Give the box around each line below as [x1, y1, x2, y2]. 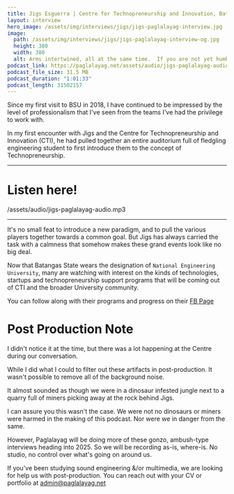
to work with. [7, 116, 45, 124]
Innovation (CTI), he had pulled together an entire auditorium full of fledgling [7, 137, 226, 145]
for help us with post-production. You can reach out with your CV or [7, 472, 202, 480]
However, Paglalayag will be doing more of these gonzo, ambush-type [7, 435, 209, 444]
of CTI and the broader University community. [7, 283, 139, 292]
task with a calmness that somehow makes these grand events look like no [7, 240, 221, 248]
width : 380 [13, 50, 45, 57]
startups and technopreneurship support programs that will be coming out [7, 276, 220, 285]
